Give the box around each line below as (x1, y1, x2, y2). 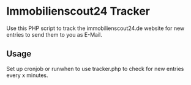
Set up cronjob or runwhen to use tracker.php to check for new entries (6, 65, 184, 72)
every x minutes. (6, 72, 48, 79)
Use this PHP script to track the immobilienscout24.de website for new (6, 24, 185, 32)
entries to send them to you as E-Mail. (6, 31, 102, 38)
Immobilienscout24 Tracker (6, 4, 150, 18)
